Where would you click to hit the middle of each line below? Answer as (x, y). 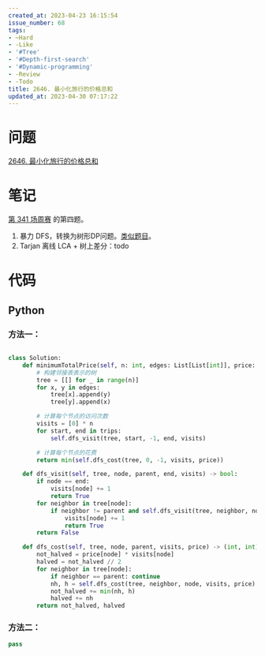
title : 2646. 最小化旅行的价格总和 (60, 89)
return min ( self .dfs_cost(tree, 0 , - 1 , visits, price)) (130, 460)
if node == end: (63, 482)
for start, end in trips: (79, 431)
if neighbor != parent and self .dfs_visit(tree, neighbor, (149, 511)
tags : (17, 30)
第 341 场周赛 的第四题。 (48, 219)
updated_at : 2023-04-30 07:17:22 (63, 96)
